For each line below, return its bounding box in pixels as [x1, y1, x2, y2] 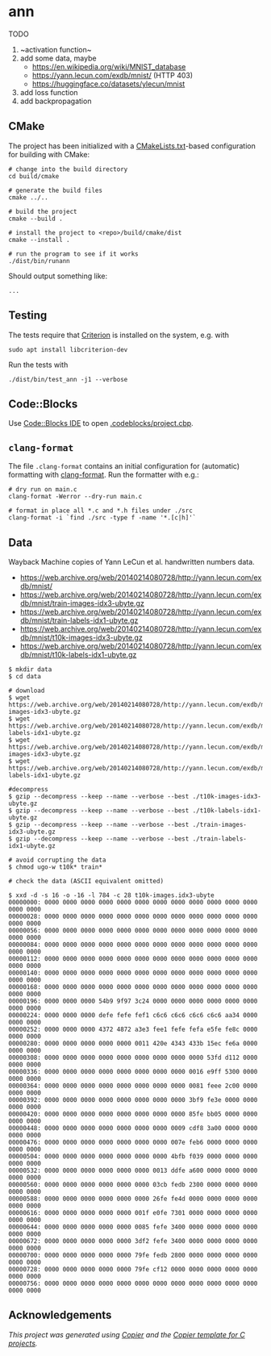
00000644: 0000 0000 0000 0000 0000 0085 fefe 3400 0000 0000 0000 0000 [8, 1223, 258, 1231]
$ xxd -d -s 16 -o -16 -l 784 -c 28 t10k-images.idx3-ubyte [8, 891, 215, 899]
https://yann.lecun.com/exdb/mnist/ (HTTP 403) [31, 70, 194, 80]
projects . [8, 1338, 38, 1348]
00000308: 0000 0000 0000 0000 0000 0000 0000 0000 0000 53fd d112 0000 [8, 1054, 258, 1062]
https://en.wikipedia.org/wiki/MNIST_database [31, 61, 186, 71]
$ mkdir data [8, 665, 52, 674]
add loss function [19, 87, 78, 97]
